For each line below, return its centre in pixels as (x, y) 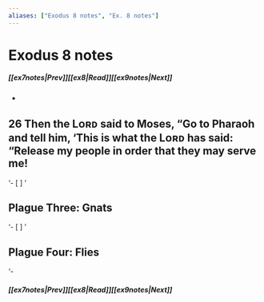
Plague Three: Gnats (60, 207)
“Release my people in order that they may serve (132, 151)
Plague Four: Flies (54, 252)
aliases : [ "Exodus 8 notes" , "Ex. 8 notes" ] (84, 16)
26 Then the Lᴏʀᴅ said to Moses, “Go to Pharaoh (132, 124)
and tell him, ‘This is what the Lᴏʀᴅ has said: (121, 138)
